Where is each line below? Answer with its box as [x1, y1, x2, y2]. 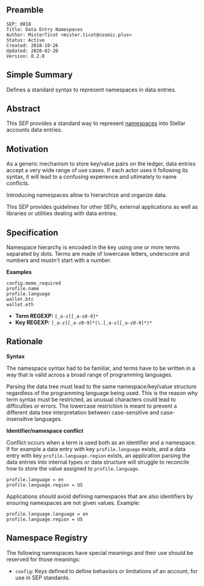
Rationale [6, 336, 43, 347]
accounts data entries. [6, 126, 63, 134]
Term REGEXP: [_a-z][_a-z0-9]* [15, 313, 99, 320]
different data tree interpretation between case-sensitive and [6, 408, 160, 416]
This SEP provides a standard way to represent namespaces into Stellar [6, 120, 186, 127]
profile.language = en [6, 476, 64, 483]
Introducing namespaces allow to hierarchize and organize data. [6, 192, 167, 199]
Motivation [6, 143, 49, 154]
